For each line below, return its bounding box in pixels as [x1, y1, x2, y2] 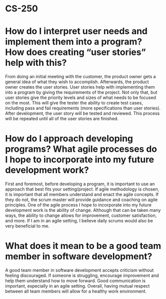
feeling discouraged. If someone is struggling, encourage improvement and [5, 273, 159, 278]
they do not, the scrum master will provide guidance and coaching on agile [5, 197, 158, 203]
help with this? [5, 57, 67, 68]
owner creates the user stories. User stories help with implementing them [5, 84, 155, 90]
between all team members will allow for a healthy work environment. [5, 288, 147, 294]
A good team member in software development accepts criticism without [5, 267, 154, 273]
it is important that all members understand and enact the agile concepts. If [5, 192, 159, 198]
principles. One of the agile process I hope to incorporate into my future [5, 202, 152, 208]
